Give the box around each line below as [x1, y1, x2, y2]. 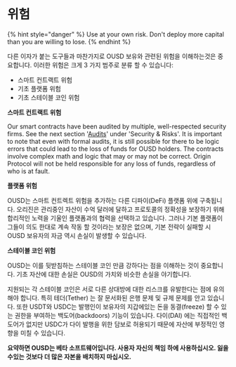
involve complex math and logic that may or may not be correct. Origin [7, 152, 211, 160]
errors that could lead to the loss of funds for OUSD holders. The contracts [7, 145, 224, 153]
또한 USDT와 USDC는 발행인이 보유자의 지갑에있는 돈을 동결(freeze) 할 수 [16, 302, 220, 311]
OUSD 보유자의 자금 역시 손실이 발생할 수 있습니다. [7, 231, 147, 239]
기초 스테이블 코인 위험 [17, 93, 80, 102]
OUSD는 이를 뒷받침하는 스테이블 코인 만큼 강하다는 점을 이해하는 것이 [7, 261, 199, 269]
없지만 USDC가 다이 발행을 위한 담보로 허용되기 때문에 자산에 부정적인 [25, 320, 218, 328]
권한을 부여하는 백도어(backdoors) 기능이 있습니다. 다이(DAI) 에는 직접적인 [14, 311, 220, 319]
